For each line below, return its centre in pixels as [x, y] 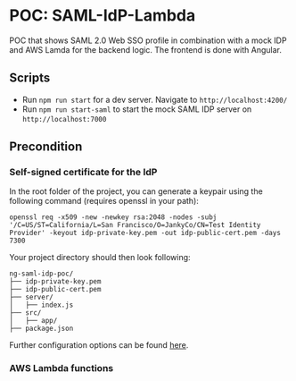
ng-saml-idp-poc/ [41, 274]
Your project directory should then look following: [100, 258]
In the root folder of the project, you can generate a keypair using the [136, 191]
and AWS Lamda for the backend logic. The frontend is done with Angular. [146, 49]
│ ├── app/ [33, 321]
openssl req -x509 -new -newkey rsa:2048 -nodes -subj [113, 217]
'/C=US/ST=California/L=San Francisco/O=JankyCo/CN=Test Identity [135, 225]
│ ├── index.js [41, 305]
